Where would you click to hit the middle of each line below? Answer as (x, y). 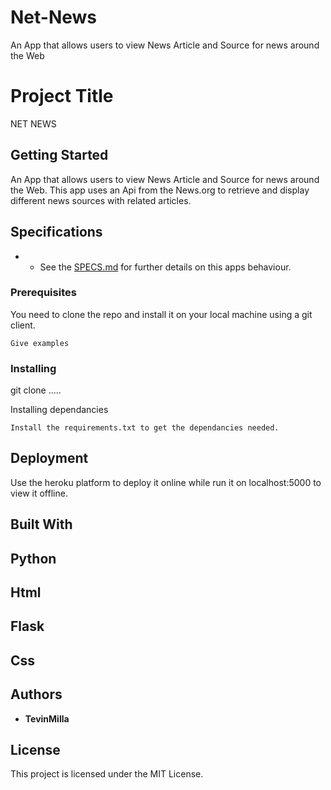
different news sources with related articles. (101, 200)
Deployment (49, 458)
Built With (41, 524)
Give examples (40, 343)
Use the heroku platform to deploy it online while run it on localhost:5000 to (166, 482)
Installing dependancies (59, 410)
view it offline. (39, 493)
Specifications (56, 232)
